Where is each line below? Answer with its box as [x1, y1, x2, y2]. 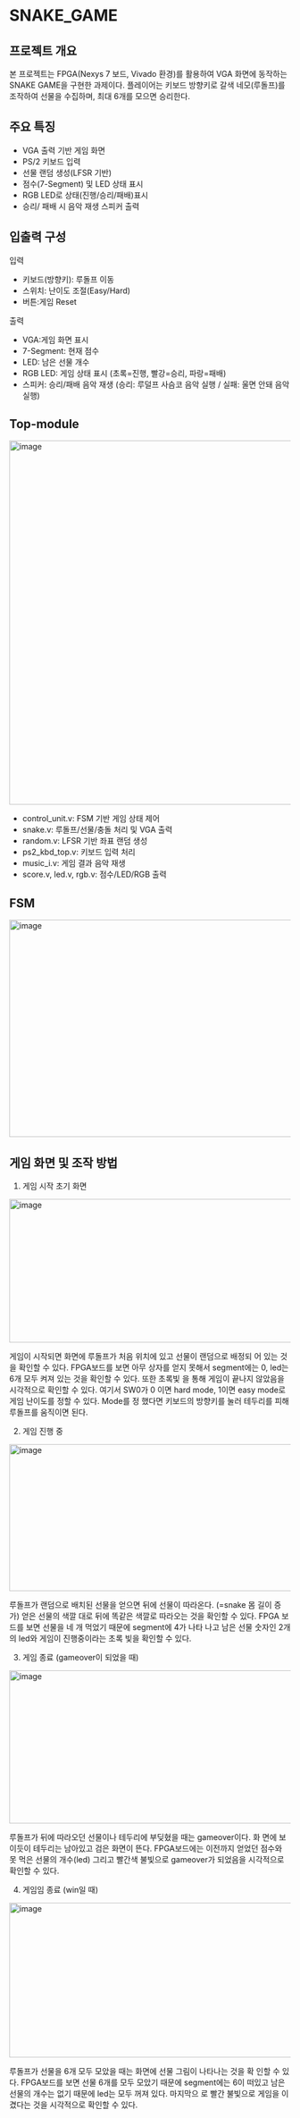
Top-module [9, 416, 79, 432]
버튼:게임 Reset [21, 296, 78, 307]
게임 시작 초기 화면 [21, 1181, 87, 1191]
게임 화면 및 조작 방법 [9, 1155, 118, 1171]
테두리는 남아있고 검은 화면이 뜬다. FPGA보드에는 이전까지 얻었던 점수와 [32, 1843, 283, 1854]
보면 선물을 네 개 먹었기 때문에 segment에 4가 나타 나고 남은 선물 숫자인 [25, 1622, 277, 1633]
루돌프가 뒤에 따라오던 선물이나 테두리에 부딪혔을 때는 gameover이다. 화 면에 [9, 1832, 278, 1843]
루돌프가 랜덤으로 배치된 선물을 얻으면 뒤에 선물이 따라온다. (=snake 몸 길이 [9, 1600, 272, 1610]
